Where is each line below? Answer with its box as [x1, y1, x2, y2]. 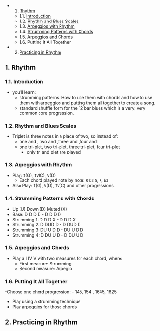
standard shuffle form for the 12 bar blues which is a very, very [19, 105, 146, 110]
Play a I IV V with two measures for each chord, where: [12, 255, 123, 261]
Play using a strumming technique [12, 299, 81, 305]
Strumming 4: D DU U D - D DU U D [12, 232, 84, 238]
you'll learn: [12, 89, 36, 95]
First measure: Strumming [19, 260, 72, 266]
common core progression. [19, 110, 74, 116]
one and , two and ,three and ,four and [19, 138, 97, 144]
